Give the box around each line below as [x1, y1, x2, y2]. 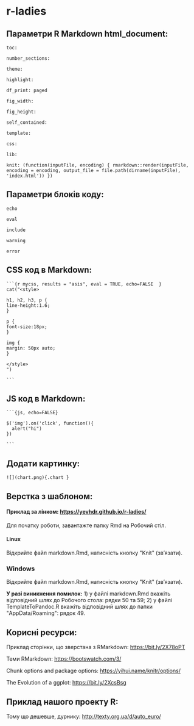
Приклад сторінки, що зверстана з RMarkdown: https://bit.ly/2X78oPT [6, 644, 185, 651]
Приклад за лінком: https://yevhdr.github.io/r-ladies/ [6, 508, 147, 516]
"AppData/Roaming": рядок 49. [6, 609, 86, 617]
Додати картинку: [6, 458, 80, 469]
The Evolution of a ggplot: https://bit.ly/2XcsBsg [6, 679, 126, 686]
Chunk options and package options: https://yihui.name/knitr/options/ [6, 667, 181, 675]
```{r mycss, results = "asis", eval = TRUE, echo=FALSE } [6, 281, 162, 287]
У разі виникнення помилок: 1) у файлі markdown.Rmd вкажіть [6, 590, 171, 597]
